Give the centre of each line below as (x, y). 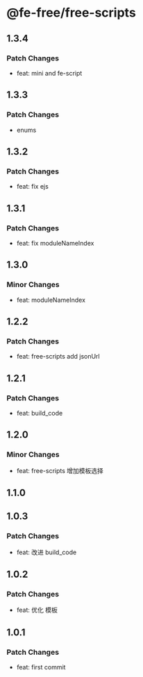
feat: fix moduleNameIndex (55, 243)
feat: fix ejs (33, 187)
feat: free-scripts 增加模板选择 (60, 470)
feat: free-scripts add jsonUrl (58, 357)
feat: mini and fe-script (49, 73)
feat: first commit (41, 667)
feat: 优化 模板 (37, 610)
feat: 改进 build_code (47, 552)
